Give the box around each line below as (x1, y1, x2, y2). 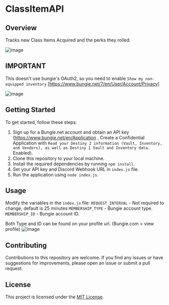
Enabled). (12, 149, 33, 156)
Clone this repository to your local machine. (12, 155, 105, 161)
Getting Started (5, 105, 56, 114)
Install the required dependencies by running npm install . (12, 161, 135, 167)
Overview (5, 24, 37, 32)
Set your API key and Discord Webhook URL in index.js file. (12, 166, 139, 172)
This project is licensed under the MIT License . (5, 294, 104, 300)
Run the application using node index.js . (12, 171, 99, 178)
